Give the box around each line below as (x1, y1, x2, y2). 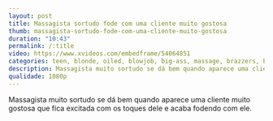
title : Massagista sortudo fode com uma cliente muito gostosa (8, 19, 227, 28)
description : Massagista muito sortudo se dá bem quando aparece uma (8, 65, 249, 73)
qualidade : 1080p (8, 72, 67, 80)
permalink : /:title (8, 42, 75, 50)
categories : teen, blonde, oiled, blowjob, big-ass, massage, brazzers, (8, 58, 260, 66)
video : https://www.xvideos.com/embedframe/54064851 (8, 50, 191, 58)
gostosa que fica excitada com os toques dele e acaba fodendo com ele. (8, 103, 252, 113)
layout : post (8, 11, 53, 20)
